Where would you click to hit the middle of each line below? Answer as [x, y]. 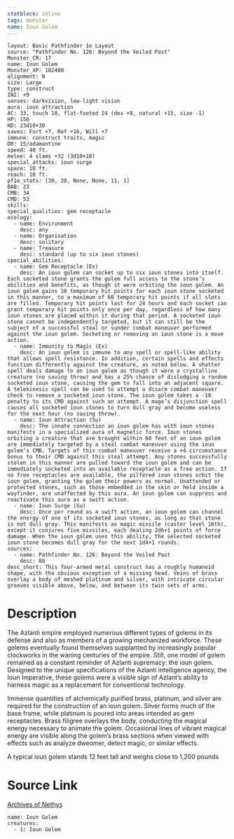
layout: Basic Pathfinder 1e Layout [61, 46]
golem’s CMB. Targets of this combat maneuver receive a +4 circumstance [117, 451]
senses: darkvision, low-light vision [64, 101]
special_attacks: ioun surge [50, 163]
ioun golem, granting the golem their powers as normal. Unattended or [114, 482]
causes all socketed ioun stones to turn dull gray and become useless [114, 408]
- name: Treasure [39, 248]
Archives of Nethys [35, 805]
